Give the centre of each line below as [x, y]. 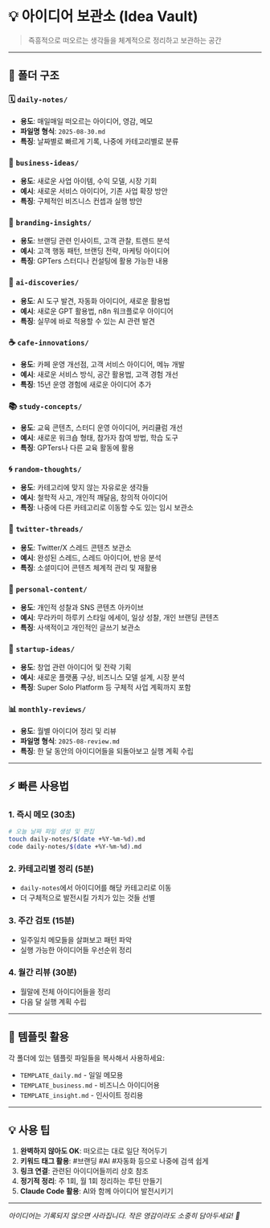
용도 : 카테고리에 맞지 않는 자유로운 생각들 [84, 488]
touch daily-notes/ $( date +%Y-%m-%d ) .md [77, 839]
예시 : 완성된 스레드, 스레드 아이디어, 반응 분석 [91, 557]
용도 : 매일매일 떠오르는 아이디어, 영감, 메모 [86, 121]
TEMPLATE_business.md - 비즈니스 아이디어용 [90, 1085]
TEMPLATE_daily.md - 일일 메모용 [72, 1074]
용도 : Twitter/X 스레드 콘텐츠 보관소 [76, 547]
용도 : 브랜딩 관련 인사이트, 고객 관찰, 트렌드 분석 [95, 241]
